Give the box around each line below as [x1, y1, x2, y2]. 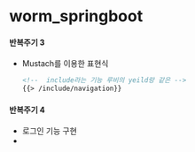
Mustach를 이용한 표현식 [21, 58, 109, 69]
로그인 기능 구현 [21, 125, 77, 136]
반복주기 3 [9, 37, 45, 48]
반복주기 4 [9, 104, 46, 115]
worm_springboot [9, 6, 144, 27]
